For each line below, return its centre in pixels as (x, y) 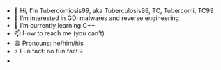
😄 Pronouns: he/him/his (48, 43)
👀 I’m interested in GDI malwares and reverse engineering (97, 18)
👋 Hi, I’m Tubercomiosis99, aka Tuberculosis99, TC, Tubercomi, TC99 (114, 11)
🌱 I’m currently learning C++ (54, 25)
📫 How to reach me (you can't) (59, 33)
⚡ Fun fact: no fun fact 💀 (48, 51)
